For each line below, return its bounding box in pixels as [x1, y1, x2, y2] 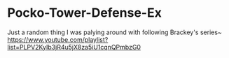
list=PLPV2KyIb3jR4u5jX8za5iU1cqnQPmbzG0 [7, 43, 141, 51]
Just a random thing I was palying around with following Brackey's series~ [7, 28, 222, 36]
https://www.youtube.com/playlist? [7, 35, 109, 43]
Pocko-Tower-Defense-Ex [7, 5, 162, 21]
